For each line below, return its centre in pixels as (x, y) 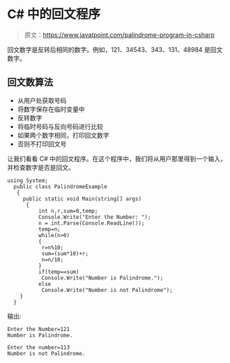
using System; (28, 180)
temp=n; (49, 229)
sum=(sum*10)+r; (65, 253)
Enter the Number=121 (39, 329)
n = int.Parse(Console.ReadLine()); (91, 223)
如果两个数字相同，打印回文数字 (63, 135)
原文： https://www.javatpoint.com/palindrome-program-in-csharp (119, 35)
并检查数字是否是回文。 (41, 167)
